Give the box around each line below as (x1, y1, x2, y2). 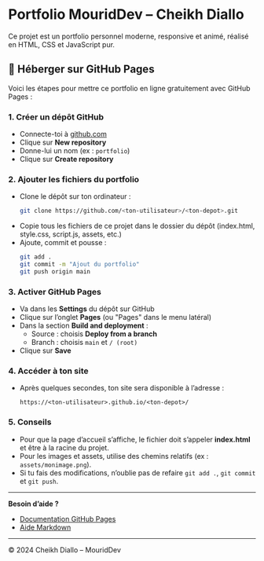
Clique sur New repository (19, 137, 107, 147)
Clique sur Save (19, 346, 72, 355)
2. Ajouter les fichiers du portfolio (8, 174, 140, 185)
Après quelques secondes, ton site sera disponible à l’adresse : (19, 383, 225, 393)
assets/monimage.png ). (19, 460, 92, 469)
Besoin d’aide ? (8, 499, 59, 508)
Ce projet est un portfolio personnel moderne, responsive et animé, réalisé (8, 31, 249, 41)
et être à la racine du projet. (19, 442, 110, 453)
